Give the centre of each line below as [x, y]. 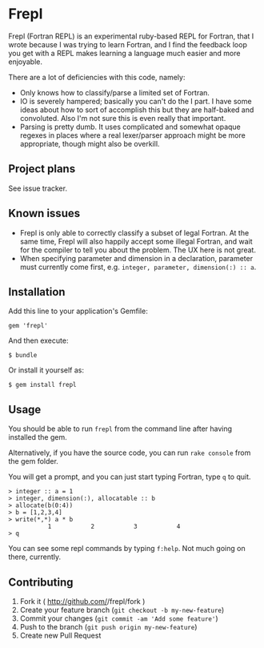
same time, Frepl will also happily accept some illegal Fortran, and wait [136, 241]
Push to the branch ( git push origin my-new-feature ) [108, 627]
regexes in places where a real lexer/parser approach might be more [132, 135]
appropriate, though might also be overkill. [90, 143]
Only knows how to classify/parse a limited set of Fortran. [115, 92]
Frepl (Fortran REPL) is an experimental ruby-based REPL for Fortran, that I [131, 36]
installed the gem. [38, 437]
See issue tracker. [38, 188]
